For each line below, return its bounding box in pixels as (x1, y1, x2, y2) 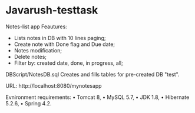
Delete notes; (14, 53, 47, 60)
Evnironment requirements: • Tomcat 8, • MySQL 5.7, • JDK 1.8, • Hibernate (5, 94, 190, 101)
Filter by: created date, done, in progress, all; (14, 59, 123, 67)
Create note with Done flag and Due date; (14, 41, 115, 48)
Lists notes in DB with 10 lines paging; (14, 34, 106, 41)
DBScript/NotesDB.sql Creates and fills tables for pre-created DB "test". (5, 71, 180, 78)
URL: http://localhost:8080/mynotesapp (5, 82, 102, 89)
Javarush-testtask (5, 4, 98, 17)
